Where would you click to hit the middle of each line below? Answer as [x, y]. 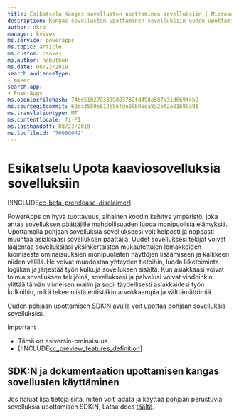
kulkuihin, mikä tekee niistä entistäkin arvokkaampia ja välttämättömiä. [110, 292]
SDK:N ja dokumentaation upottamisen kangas [113, 371]
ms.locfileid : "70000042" [46, 133]
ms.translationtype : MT [43, 113]
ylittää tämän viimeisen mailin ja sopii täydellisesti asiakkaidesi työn [106, 284]
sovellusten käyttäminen [63, 382]
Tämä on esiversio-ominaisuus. [64, 341]
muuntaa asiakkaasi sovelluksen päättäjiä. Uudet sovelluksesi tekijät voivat [117, 240]
